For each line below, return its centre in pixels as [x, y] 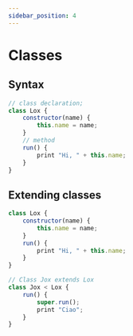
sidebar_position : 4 [43, 16]
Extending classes [55, 195]
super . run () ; [59, 302]
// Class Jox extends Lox [51, 280]
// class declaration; [46, 103]
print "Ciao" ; [60, 310]
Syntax [26, 85]
